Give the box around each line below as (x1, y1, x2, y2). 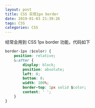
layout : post (5, 7, 32, 12)
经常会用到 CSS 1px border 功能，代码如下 (5, 39, 91, 45)
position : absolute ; (23, 67, 65, 72)
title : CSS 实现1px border (5, 12, 59, 17)
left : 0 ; (23, 72, 41, 76)
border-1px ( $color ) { (5, 49, 51, 54)
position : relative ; (14, 54, 56, 58)
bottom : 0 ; (23, 76, 45, 81)
